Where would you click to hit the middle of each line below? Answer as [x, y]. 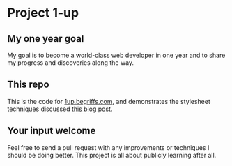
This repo [29, 85]
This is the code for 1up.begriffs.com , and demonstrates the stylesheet [109, 101]
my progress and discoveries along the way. [71, 63]
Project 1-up [43, 13]
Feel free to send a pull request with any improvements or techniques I [108, 147]
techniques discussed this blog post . [60, 109]
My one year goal [46, 39]
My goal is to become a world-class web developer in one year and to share [116, 55]
